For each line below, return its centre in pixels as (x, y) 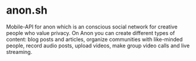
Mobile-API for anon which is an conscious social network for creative (92, 27)
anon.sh (27, 10)
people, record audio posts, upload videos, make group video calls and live (98, 46)
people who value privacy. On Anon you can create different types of (91, 33)
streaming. (19, 52)
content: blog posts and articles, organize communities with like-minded (94, 39)
